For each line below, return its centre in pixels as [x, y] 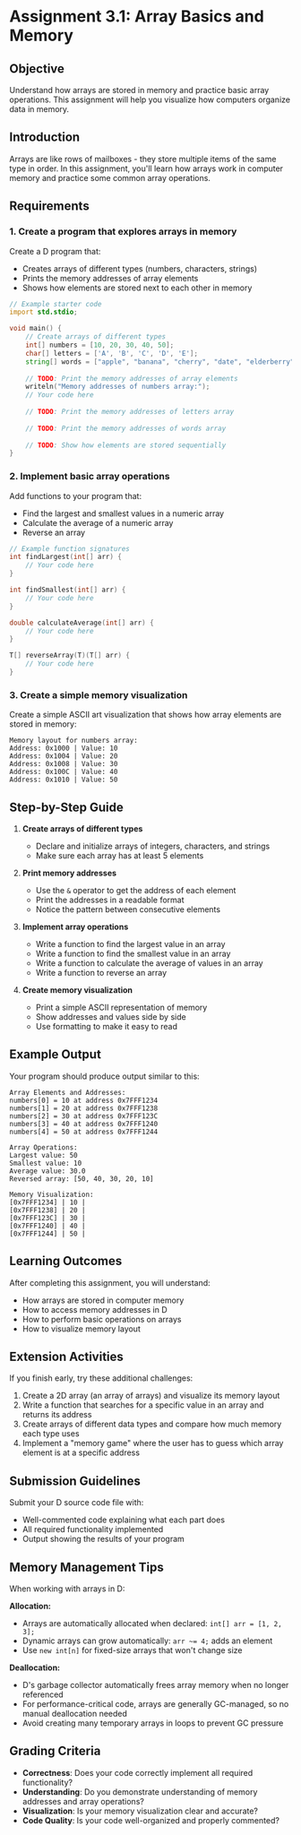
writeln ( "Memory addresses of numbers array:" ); [118, 387]
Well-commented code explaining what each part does [124, 1520]
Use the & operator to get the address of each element [136, 891]
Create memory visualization [77, 990]
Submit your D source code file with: [77, 1503]
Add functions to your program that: [75, 495]
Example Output [55, 1055]
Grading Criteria [55, 1751]
